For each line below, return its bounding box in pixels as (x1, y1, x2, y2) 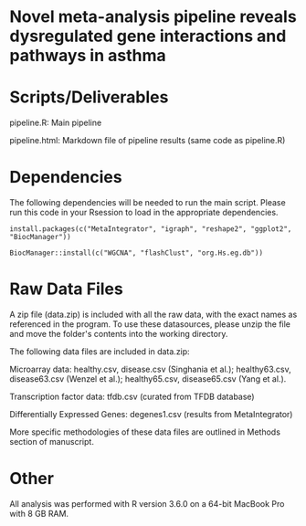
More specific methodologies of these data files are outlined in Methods (9, 426, 281, 437)
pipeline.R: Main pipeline (9, 117, 102, 129)
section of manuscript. (9, 437, 94, 447)
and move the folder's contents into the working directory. (9, 329, 228, 339)
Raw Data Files (9, 279, 123, 300)
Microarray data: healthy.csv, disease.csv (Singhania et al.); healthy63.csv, (9, 363, 291, 374)
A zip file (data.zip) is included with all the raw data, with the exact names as (9, 309, 298, 320)
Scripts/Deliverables (9, 87, 169, 108)
